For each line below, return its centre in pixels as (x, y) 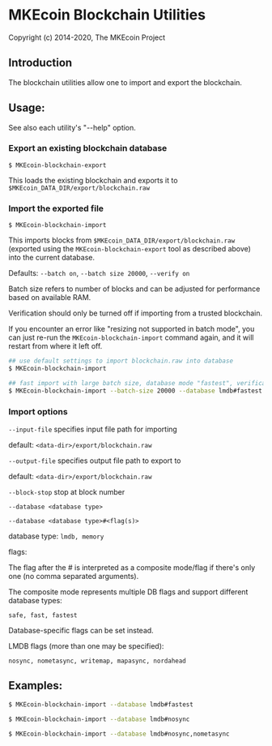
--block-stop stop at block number (67, 491)
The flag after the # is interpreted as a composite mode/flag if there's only (132, 567)
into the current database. (52, 258)
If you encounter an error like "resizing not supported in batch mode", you (132, 329)
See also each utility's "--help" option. (72, 127)
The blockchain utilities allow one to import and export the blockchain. (125, 82)
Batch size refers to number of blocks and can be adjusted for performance (134, 289)
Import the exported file (56, 208)
